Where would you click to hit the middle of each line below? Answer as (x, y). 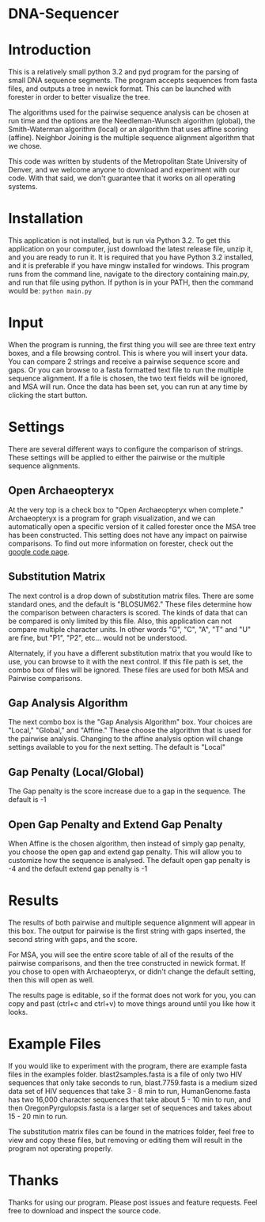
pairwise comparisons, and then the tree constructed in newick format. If (127, 963)
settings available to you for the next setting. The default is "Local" (117, 747)
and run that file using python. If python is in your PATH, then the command (131, 282)
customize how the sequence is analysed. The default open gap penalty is (129, 860)
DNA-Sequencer (64, 14)
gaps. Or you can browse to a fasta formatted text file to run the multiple (126, 370)
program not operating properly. (61, 1148)
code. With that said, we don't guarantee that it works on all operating (122, 178)
